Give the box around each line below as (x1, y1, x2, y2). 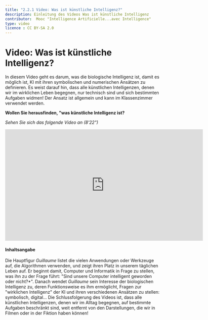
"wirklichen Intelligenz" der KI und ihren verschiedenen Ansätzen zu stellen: (5, 289, 160, 295)
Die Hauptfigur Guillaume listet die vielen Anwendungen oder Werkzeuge (5, 258, 154, 264)
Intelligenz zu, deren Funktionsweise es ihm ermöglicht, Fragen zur (5, 284, 142, 290)
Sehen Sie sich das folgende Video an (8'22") (5, 119, 99, 125)
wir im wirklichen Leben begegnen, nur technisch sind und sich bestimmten (5, 90, 159, 96)
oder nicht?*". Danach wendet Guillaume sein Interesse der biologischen (5, 278, 154, 285)
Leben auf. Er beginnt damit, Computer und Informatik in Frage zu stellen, (5, 268, 155, 274)
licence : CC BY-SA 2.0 (5, 26, 54, 31)
